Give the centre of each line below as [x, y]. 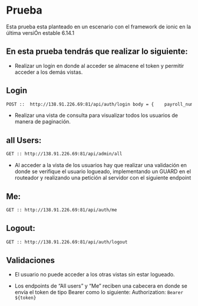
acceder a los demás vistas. [49, 72]
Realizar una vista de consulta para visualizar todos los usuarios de [96, 115]
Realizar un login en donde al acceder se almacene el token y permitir [99, 66]
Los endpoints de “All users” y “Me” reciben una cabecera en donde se [101, 286]
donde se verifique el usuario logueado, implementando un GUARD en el [103, 171]
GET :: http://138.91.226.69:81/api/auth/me [62, 210]
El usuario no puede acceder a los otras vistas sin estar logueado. [95, 275]
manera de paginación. [42, 122]
